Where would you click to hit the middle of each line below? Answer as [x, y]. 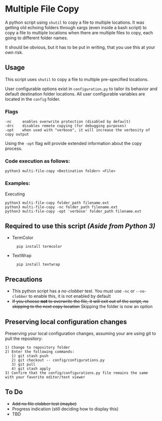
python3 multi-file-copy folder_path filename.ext [57, 203]
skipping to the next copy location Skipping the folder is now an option [82, 307]
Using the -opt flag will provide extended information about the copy [73, 144]
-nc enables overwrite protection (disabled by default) [68, 122]
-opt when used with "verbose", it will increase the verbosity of [78, 130]
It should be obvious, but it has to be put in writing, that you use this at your [80, 47]
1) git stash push [30, 356]
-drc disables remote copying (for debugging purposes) [66, 126]
